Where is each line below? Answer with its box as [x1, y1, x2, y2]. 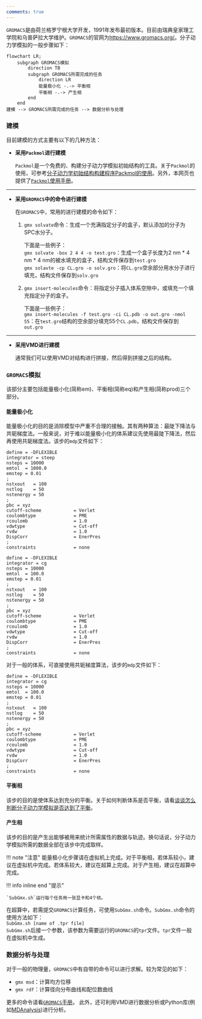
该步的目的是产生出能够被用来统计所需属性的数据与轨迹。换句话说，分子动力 [6, 833, 196, 841]
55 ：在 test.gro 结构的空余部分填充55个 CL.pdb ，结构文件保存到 [23, 317, 179, 324]
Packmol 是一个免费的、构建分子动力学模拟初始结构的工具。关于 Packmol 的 [14, 162, 195, 169]
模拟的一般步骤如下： [16, 41, 70, 48]
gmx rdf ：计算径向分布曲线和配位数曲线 [14, 986, 113, 993]
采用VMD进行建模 [14, 341, 60, 349]
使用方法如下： [6, 913, 43, 921]
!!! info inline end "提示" [6, 882, 64, 889]
